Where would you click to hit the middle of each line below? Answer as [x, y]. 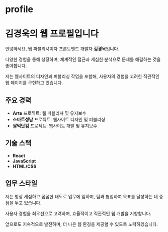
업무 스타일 [21, 183]
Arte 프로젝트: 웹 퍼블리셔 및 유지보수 [49, 113]
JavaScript [24, 161]
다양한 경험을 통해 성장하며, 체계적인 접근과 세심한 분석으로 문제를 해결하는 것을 [83, 59]
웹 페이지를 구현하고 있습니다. [34, 83]
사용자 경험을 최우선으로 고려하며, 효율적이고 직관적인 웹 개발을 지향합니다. [78, 213]
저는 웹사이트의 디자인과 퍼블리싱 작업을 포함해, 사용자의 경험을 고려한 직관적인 [82, 76]
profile [19, 9]
